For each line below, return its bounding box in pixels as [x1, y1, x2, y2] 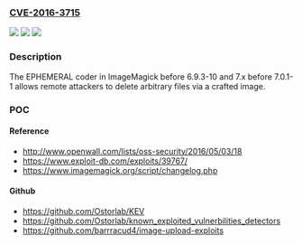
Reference [9, 126, 50, 137]
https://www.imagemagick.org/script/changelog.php [22, 165, 218, 175]
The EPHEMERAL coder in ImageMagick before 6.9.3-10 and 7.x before [9, 71, 273, 82]
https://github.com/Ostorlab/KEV [22, 205, 145, 216]
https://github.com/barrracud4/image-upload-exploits [22, 224, 224, 236]
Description [9, 51, 62, 63]
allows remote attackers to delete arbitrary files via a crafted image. [14, 80, 266, 91]
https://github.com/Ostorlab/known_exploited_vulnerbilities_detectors [22, 215, 281, 226]
